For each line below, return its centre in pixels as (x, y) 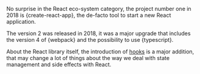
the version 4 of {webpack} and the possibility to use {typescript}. (90, 40)
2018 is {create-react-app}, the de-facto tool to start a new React (89, 15)
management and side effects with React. (59, 64)
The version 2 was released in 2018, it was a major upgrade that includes (99, 33)
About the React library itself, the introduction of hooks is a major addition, (100, 52)
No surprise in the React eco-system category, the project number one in (99, 9)
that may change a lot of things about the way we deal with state (88, 58)
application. (21, 22)
